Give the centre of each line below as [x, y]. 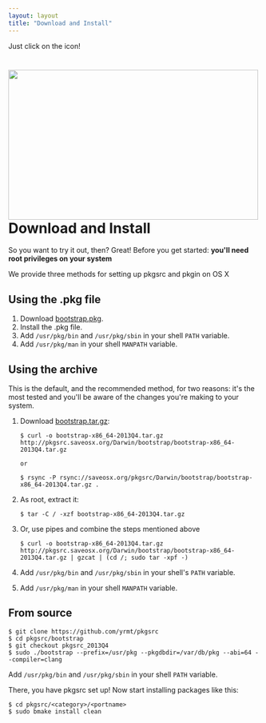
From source [40, 613]
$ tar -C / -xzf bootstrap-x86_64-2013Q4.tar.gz [102, 514]
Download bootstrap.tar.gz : [65, 421]
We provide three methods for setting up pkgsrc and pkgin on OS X [119, 274]
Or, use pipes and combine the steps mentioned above [110, 529]
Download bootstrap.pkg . [62, 319]
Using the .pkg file [55, 300]
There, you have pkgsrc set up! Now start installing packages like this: [123, 689]
